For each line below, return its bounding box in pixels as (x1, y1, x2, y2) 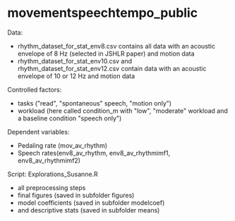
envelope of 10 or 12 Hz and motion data (17, 72, 135, 80)
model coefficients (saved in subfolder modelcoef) (17, 198, 165, 207)
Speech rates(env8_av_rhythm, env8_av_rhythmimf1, (17, 149, 171, 157)
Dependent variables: (7, 127, 70, 136)
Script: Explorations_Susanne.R (7, 170, 99, 178)
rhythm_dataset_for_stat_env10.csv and (17, 56, 133, 65)
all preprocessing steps (17, 183, 86, 191)
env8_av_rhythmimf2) (17, 156, 81, 165)
